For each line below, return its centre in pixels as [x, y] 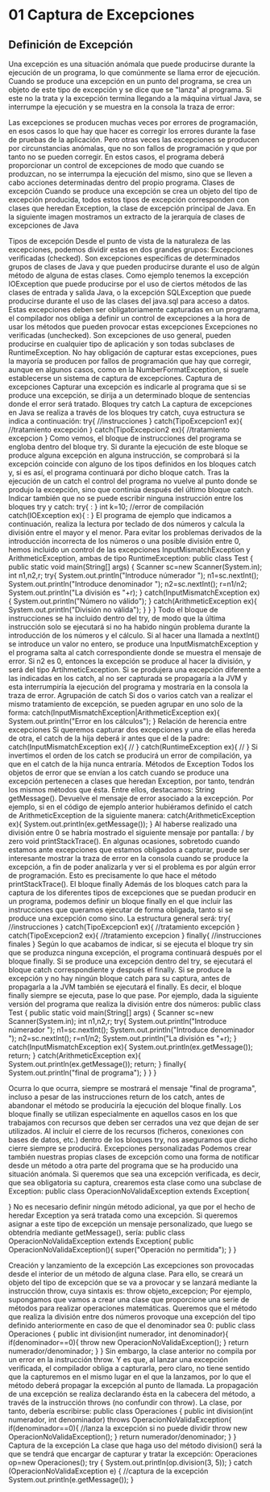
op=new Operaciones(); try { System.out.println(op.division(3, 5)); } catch [130, 1463]
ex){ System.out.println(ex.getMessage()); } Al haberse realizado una [123, 824]
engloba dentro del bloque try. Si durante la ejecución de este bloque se [128, 447]
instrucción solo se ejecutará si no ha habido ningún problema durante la [129, 627]
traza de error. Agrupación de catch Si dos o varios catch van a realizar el [131, 695]
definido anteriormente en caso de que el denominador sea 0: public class [132, 1325]
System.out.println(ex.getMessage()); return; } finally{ [98, 1064]
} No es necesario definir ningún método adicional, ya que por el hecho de [132, 1207]
